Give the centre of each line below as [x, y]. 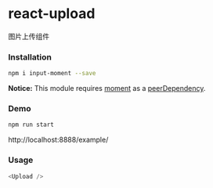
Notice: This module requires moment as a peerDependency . [107, 89]
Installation [30, 57]
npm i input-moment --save [52, 74]
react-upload [52, 14]
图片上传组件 [29, 36]
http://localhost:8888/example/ [58, 140]
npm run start [31, 125]
